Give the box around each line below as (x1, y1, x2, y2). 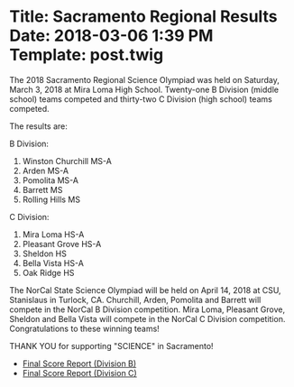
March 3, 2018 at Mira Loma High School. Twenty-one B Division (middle (9, 84, 280, 95)
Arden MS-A (22, 165, 69, 176)
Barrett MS (22, 184, 63, 195)
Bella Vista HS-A (22, 257, 84, 268)
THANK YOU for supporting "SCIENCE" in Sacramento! (9, 340, 214, 351)
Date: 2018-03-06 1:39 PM (9, 25, 214, 46)
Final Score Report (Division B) (22, 358, 137, 369)
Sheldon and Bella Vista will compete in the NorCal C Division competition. (9, 313, 286, 324)
